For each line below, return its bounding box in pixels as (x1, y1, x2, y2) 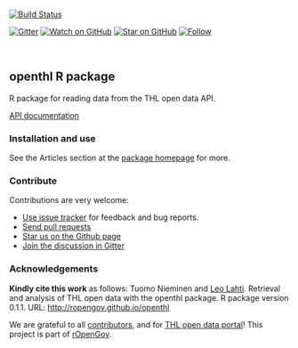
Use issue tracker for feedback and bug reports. (21, 212, 199, 223)
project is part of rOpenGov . (9, 328, 112, 339)
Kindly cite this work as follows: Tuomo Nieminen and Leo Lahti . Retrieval (9, 283, 281, 294)
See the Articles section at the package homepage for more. (9, 152, 231, 164)
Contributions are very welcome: (9, 195, 129, 206)
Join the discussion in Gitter (21, 240, 125, 251)
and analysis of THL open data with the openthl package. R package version (9, 292, 289, 303)
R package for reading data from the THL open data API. (9, 93, 216, 103)
